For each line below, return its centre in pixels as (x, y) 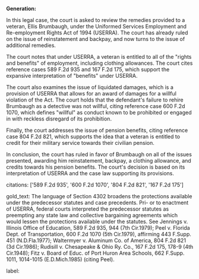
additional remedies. (31, 45)
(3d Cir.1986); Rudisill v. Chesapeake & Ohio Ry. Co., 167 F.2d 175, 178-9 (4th (100, 247)
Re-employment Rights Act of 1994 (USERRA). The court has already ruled (97, 33)
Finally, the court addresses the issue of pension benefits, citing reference (97, 130)
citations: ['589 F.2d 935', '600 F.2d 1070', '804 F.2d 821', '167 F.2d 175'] (95, 185)
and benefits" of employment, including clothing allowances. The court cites (99, 63)
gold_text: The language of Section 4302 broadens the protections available (99, 196)
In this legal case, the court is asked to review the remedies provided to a (96, 20)
